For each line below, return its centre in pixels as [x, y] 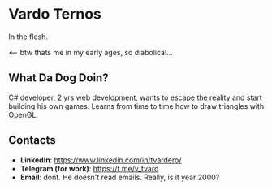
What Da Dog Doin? [58, 78]
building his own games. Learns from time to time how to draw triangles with [136, 106]
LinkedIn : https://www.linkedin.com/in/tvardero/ [101, 160]
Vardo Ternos [55, 14]
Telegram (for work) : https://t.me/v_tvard [89, 168]
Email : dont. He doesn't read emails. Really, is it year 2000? [120, 177]
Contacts [32, 140]
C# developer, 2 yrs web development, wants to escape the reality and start [135, 97]
